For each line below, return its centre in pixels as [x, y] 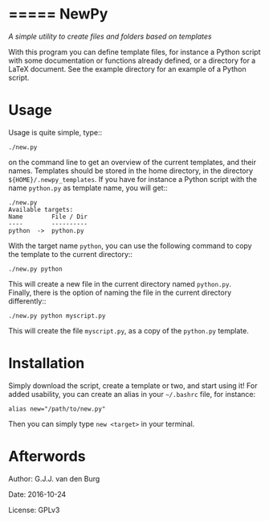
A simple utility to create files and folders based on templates [110, 36]
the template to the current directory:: [71, 254]
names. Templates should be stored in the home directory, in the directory [131, 171]
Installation [47, 364]
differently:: [27, 301]
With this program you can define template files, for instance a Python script [134, 52]
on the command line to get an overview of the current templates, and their [132, 162]
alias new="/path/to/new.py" [57, 409]
